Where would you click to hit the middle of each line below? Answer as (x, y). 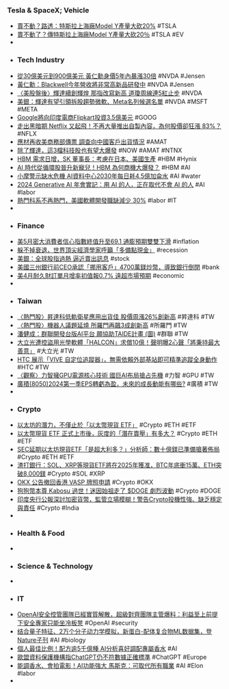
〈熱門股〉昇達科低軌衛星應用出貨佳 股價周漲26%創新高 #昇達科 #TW (116, 317)
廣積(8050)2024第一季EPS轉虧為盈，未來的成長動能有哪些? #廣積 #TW (118, 384)
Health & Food (41, 534)
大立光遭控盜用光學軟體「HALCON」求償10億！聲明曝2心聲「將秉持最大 (118, 342)
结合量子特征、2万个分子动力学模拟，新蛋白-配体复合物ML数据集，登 (114, 632)
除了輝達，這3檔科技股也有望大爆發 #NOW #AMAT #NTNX (99, 150)
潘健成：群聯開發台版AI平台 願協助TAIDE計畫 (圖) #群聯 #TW (103, 334)
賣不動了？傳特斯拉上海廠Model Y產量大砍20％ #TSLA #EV (100, 35)
